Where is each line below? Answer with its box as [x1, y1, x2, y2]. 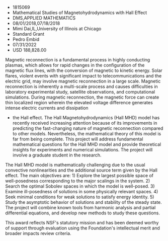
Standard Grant [12, 31, 44, 37]
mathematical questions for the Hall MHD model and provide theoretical [12, 141, 161, 147]
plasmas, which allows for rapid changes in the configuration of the [5, 62, 145, 68]
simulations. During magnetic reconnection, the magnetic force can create [5, 94, 159, 100]
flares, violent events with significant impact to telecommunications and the [5, 73, 162, 78]
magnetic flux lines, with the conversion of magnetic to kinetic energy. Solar [5, 67, 162, 73]
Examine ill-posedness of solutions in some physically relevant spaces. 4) [5, 189, 158, 194]
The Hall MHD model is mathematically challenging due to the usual [5, 162, 145, 168]
